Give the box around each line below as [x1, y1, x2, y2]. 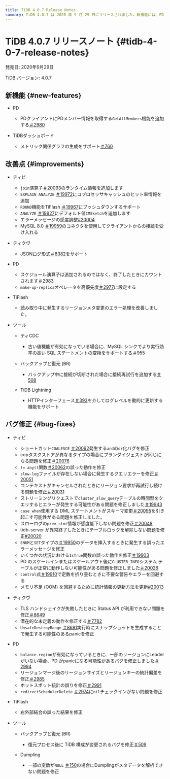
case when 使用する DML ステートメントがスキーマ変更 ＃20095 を [20, 507, 156, 514]
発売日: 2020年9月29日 [5, 64, 54, 70]
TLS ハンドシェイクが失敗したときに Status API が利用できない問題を [20, 605, 165, 612]
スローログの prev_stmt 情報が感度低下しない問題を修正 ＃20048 [20, 520, 153, 526]
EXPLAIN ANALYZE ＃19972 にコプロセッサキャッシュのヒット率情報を [20, 191, 162, 197]
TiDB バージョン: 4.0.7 [5, 75, 52, 81]
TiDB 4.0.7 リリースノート [5, 36, 114, 47]
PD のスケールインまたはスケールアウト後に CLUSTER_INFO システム [20, 558, 157, 564]
